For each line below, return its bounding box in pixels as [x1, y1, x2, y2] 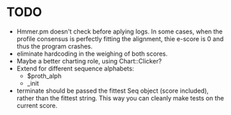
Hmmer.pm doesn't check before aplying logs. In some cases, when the [16, 27, 223, 36]
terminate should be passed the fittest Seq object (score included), [16, 86, 209, 95]
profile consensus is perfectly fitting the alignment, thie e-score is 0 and [16, 34, 224, 43]
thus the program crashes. [16, 42, 93, 50]
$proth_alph [26, 71, 62, 80]
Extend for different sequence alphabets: [16, 64, 134, 72]
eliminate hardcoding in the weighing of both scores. [16, 49, 168, 58]
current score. [16, 101, 58, 109]
